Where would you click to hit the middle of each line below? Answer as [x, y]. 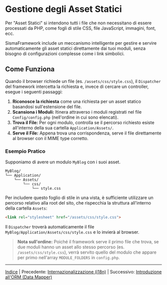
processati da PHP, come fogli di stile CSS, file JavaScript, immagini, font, [81, 28]
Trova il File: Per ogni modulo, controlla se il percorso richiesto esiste [83, 122]
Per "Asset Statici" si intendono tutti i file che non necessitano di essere [78, 23]
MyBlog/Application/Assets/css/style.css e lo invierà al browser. [72, 232]
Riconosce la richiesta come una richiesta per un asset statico [77, 101]
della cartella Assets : [26, 208]
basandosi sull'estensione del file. [47, 107]
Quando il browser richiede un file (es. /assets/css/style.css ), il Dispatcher [83, 81]
